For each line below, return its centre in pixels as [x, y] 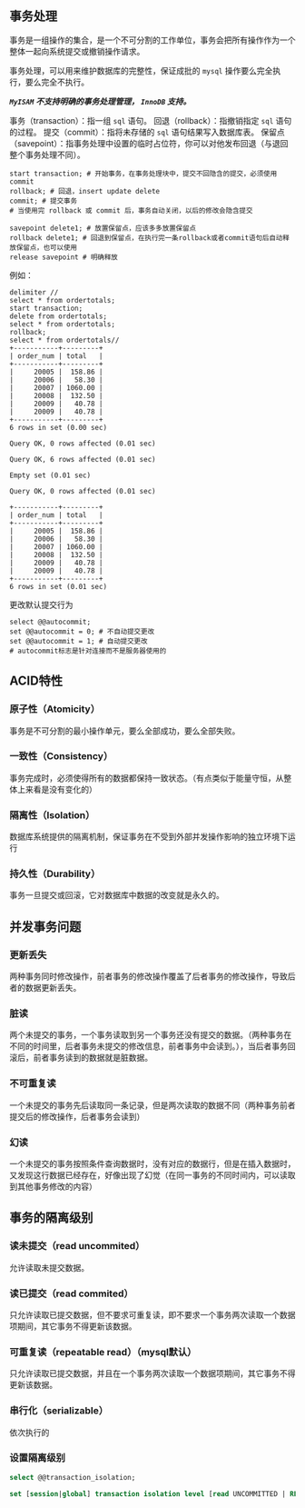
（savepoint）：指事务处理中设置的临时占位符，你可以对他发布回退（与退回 [149, 143]
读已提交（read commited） [71, 1293]
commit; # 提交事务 [44, 201]
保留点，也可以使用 [46, 247]
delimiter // [34, 292]
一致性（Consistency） [61, 756]
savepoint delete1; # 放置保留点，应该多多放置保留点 [103, 228]
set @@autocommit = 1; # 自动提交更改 [79, 641]
